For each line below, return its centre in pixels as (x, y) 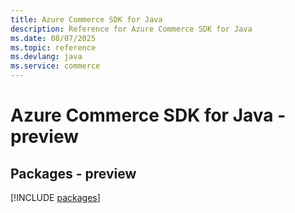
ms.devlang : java (46, 57)
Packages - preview (73, 173)
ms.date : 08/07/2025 (53, 38)
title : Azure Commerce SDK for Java (86, 19)
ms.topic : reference (53, 47)
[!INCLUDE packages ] (55, 197)
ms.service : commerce (55, 66)
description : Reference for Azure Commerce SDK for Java (131, 29)
